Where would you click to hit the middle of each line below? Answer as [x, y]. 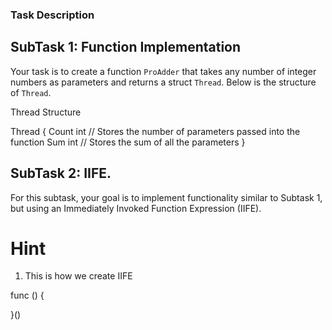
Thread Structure [46, 112]
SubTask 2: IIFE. [61, 173]
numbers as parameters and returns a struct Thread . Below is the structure [163, 82]
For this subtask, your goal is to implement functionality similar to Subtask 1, [166, 197]
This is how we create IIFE [78, 276]
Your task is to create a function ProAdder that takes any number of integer [163, 71]
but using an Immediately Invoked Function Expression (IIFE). [136, 208]
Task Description [52, 15]
